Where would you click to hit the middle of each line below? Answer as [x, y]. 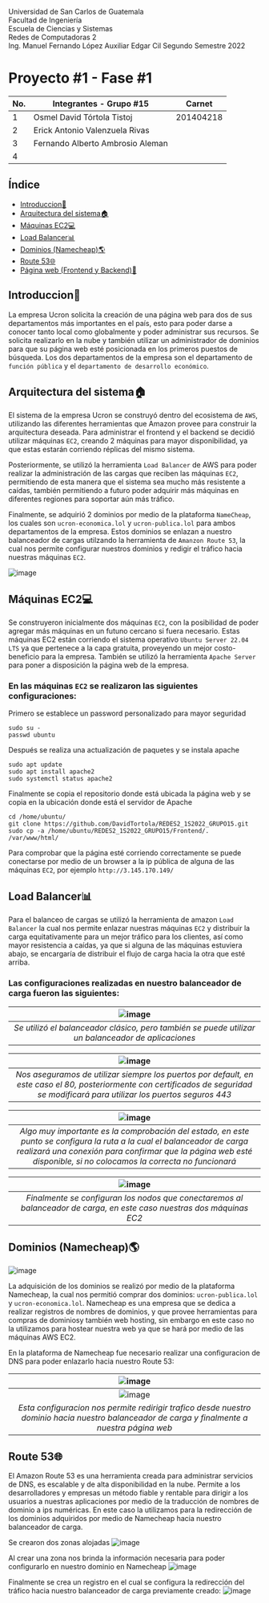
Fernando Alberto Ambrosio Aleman [100, 143]
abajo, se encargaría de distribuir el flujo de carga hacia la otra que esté [127, 954]
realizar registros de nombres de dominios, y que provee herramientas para [133, 1311]
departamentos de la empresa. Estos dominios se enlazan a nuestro [120, 532]
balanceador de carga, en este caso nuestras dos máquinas [134, 1208]
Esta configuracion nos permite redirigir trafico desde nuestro [134, 1408]
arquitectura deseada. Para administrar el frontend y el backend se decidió [132, 432]
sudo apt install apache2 [51, 772]
